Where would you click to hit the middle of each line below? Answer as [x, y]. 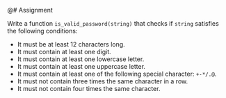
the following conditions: [42, 31]
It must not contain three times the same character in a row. [103, 81]
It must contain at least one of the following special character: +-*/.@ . [117, 74]
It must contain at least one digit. [64, 52]
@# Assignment [30, 10]
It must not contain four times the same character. [89, 89]
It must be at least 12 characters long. [71, 44]
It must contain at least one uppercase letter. [81, 66]
